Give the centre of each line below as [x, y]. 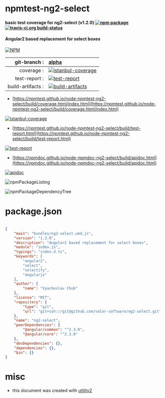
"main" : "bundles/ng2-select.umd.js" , [54, 233]
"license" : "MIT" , [33, 298]
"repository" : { [31, 302]
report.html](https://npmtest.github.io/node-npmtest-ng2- [71, 133]
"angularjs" [35, 275]
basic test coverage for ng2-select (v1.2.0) [50, 22]
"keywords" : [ [28, 257]
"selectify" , [36, 270]
